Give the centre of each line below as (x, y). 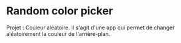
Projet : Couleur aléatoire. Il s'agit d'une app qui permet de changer (90, 27)
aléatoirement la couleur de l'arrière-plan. (58, 33)
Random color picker (60, 11)
